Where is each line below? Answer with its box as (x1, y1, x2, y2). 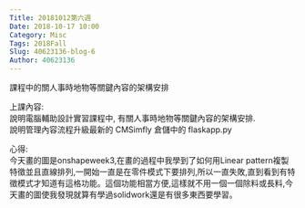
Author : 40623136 (9, 56, 76, 65)
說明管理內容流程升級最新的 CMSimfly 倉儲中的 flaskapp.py (9, 124, 232, 135)
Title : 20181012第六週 (9, 13, 92, 23)
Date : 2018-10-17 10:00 (9, 22, 100, 31)
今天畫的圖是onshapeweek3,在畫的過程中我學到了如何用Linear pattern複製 (9, 155, 290, 165)
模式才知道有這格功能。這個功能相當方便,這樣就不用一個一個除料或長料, (16, 178, 286, 188)
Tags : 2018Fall (9, 38, 67, 48)
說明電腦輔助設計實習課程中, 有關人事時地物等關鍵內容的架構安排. (9, 113, 257, 123)
